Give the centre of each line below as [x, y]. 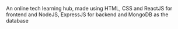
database [18, 21]
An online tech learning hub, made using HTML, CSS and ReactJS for [89, 8]
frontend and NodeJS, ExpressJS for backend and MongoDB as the [87, 14]
